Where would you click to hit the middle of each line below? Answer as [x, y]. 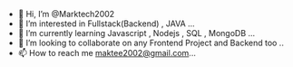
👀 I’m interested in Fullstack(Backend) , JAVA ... [106, 24]
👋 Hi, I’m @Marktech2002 [66, 14]
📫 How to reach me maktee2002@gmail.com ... [107, 53]
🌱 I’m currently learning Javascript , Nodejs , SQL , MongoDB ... [137, 33]
